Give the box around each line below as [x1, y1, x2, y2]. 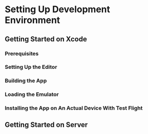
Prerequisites [5, 50, 39, 57]
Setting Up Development [5, 4, 110, 15]
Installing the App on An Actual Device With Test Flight [5, 104, 143, 112]
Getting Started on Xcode [5, 35, 87, 43]
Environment [5, 14, 61, 26]
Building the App [5, 77, 47, 85]
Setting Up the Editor [5, 64, 57, 71]
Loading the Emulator [5, 91, 59, 98]
